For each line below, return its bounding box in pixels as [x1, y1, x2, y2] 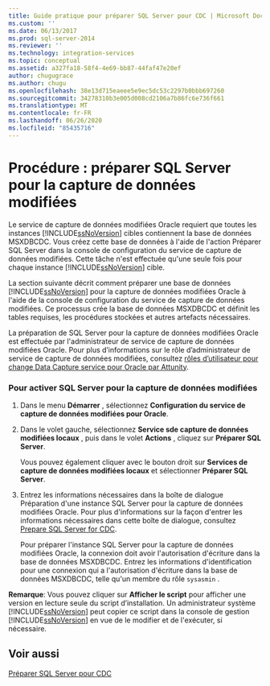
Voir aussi [8, 647, 59, 661]
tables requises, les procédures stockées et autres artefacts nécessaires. [8, 312, 251, 322]
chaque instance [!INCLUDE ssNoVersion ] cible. [8, 262, 165, 272]
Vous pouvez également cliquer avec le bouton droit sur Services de [19, 457, 248, 467]
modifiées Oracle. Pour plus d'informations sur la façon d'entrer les [19, 506, 243, 516]
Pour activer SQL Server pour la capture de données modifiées [8, 382, 258, 393]
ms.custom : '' [8, 19, 56, 27]
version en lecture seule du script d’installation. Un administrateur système [8, 597, 256, 608]
